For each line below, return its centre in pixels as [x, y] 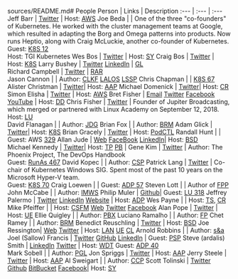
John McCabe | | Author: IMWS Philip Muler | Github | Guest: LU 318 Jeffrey [117, 193]
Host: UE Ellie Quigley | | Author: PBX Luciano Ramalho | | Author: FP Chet [115, 215]
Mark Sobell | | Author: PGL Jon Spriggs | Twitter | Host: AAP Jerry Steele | [117, 253]
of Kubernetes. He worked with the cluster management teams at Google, [115, 26]
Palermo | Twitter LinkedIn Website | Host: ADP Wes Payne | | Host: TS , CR [117, 200]
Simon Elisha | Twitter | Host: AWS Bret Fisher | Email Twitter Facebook [111, 94]
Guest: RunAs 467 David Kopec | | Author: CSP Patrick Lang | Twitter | [110, 162]
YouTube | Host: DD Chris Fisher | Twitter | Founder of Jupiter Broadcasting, [119, 102]
